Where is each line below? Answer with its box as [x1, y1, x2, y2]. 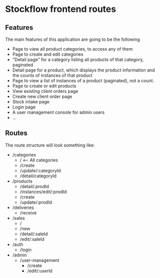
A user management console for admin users [12, 109, 105, 115]
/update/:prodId [19, 199, 52, 205]
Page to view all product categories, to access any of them [12, 46, 133, 52]
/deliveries [12, 205, 34, 210]
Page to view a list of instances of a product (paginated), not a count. [12, 78, 155, 83]
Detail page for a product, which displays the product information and [12, 67, 155, 73]
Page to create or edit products [12, 83, 77, 89]
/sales [12, 215, 25, 221]
